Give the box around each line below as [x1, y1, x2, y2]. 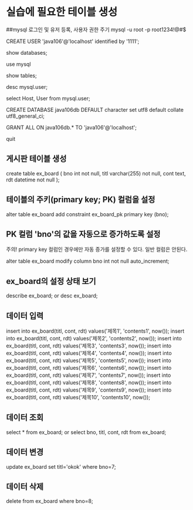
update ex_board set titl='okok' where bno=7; [6, 463, 116, 470]
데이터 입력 [6, 310, 44, 321]
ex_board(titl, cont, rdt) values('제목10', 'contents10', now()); [6, 394, 151, 400]
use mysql [6, 60, 31, 68]
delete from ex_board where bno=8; [6, 498, 93, 505]
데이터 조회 [6, 413, 44, 423]
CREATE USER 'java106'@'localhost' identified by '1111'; [6, 38, 140, 45]
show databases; [6, 49, 48, 56]
